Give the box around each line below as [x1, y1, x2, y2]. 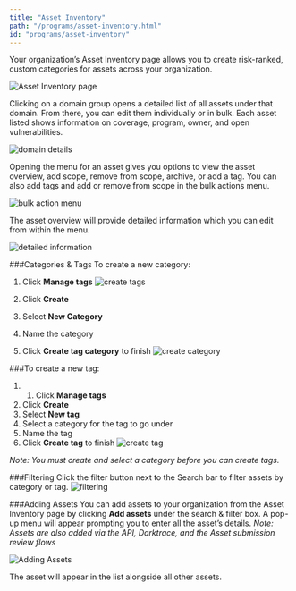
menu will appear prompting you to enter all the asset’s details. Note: [21, 518, 275, 528]
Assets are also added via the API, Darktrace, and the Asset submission [9, 528, 275, 538]
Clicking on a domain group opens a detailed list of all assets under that [9, 98, 274, 109]
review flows [9, 537, 56, 548]
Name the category [21, 328, 94, 340]
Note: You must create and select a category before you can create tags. [9, 455, 280, 466]
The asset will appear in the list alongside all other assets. [9, 571, 222, 582]
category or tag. [9, 482, 69, 493]
